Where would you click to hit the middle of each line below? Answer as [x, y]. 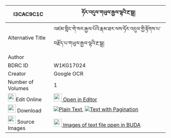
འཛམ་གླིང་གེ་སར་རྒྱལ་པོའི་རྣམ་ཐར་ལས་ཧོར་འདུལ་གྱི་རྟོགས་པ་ [107, 29]
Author [16, 57]
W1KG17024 [70, 65]
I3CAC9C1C [28, 14]
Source [26, 122]
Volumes [18, 88]
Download [29, 111]
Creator [17, 74]
